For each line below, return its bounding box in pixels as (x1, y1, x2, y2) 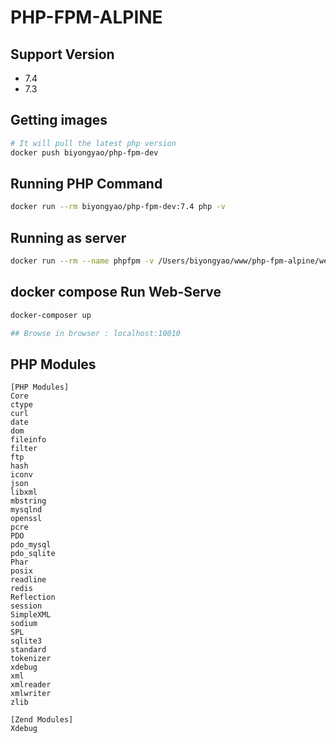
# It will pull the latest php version (10, 138, 177, 148)
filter (10, 444, 38, 454)
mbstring (10, 496, 47, 506)
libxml (10, 487, 38, 498)
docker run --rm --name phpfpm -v (10, 256, 155, 266)
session (10, 601, 43, 611)
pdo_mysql (10, 540, 52, 550)
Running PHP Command (10, 175, 163, 192)
